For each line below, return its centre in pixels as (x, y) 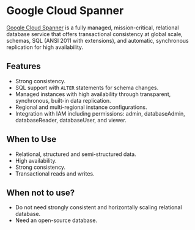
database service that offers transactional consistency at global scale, (95, 34)
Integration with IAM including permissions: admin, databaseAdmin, (100, 113)
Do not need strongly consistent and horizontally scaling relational (98, 207)
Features (24, 66)
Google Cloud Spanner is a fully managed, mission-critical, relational (93, 28)
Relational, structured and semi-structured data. (75, 154)
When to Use (31, 139)
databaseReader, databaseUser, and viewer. (71, 120)
